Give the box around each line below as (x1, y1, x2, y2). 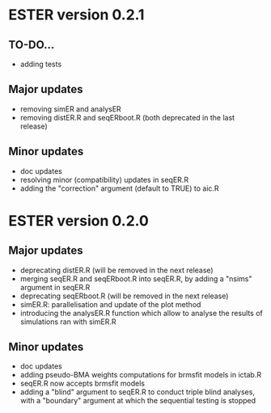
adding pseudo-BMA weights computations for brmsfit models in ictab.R (19, 370, 261, 380)
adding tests (19, 59, 62, 69)
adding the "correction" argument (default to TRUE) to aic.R (19, 183, 220, 193)
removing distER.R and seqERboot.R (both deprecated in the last (19, 112, 235, 122)
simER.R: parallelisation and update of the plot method (19, 299, 201, 309)
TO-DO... (8, 38, 55, 52)
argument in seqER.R (19, 282, 91, 292)
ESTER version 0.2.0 (8, 212, 150, 230)
